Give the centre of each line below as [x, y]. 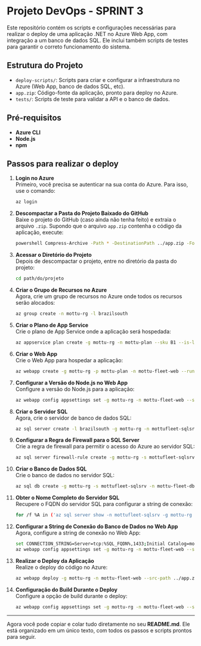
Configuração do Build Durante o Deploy [67, 589]
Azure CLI [28, 132]
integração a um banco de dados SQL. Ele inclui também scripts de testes [98, 40]
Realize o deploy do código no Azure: [61, 567]
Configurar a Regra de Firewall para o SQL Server [77, 440]
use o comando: [35, 191]
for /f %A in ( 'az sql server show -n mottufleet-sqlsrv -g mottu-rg [104, 515]
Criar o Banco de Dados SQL [51, 469]
